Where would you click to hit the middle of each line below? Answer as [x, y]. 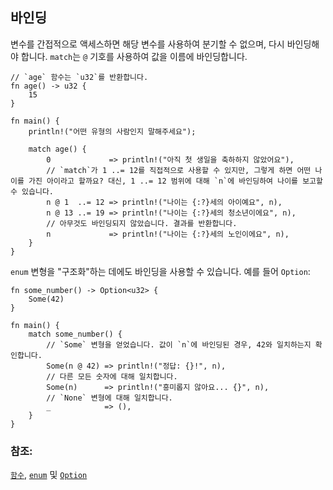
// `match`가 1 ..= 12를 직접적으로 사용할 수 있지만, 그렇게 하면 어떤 [179, 170]
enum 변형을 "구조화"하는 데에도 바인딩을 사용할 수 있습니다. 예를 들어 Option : [160, 271]
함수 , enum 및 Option [49, 475]
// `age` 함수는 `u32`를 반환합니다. [79, 77]
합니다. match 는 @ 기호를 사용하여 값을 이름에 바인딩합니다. [134, 56]
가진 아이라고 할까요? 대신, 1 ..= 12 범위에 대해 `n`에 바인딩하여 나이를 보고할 [175, 181]
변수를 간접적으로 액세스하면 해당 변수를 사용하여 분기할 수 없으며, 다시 [147, 44]
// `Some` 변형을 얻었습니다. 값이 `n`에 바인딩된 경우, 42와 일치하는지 [179, 344]
